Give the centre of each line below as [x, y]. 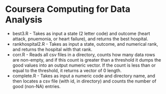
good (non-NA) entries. [36, 86]
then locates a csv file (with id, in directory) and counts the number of [84, 81]
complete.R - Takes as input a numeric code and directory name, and [84, 76]
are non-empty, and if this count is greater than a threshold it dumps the [87, 60]
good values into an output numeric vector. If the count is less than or [84, 65]
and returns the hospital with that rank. [52, 49]
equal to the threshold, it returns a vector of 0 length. [67, 70]
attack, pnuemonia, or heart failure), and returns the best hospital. [80, 39]
